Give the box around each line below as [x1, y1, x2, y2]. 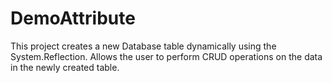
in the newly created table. [10, 61, 120, 73]
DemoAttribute [10, 7, 136, 30]
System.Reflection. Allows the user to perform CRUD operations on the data [10, 50, 323, 62]
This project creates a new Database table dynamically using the [10, 40, 277, 52]
